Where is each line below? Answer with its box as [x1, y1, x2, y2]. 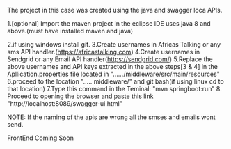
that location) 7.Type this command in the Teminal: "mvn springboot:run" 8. [7, 85, 222, 93]
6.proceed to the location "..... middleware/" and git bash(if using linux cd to [7, 77, 224, 86]
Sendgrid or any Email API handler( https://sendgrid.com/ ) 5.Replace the [7, 55, 214, 63]
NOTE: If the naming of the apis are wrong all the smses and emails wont [7, 113, 216, 121]
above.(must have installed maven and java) [7, 27, 134, 35]
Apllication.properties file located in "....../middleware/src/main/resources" [7, 70, 221, 78]
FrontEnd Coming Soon [7, 134, 74, 142]
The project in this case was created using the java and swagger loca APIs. [7, 6, 223, 14]
